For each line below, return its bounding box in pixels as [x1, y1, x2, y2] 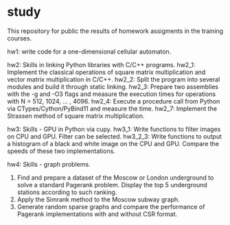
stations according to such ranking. [16, 188, 117, 196]
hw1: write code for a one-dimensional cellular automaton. [7, 47, 172, 56]
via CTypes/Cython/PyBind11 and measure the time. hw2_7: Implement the [7, 104, 218, 113]
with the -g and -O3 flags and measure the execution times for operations [7, 90, 216, 98]
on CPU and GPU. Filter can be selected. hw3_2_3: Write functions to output [7, 132, 222, 141]
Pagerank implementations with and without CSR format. [16, 210, 178, 218]
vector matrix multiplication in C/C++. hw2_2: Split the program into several [7, 75, 220, 83]
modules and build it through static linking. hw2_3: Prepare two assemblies [7, 82, 218, 91]
